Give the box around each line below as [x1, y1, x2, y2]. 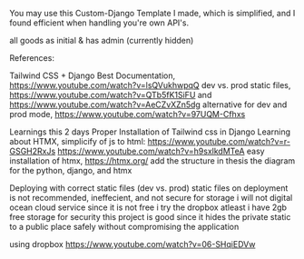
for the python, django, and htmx [9, 165, 132, 175]
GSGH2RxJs [9, 145, 56, 156]
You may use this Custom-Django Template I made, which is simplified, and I [9, 8, 296, 18]
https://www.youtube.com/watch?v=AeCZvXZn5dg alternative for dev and [9, 99, 288, 110]
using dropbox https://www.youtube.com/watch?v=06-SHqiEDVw [9, 239, 256, 249]
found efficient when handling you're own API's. [9, 17, 189, 28]
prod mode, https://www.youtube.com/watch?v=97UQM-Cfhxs [9, 109, 246, 119]
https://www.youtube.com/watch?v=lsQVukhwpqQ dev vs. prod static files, [9, 80, 291, 90]
